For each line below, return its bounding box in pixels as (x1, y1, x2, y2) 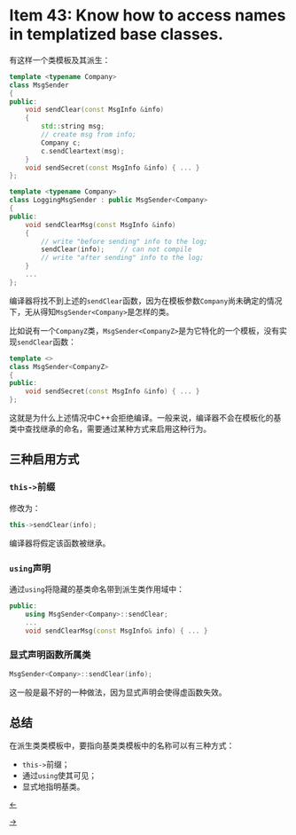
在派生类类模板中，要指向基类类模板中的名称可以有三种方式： (9, 740, 235, 751)
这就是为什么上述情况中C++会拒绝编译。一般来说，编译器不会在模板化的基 (9, 413, 282, 423)
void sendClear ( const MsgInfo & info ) (25, 106, 165, 114)
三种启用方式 (9, 452, 80, 467)
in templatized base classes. (9, 24, 224, 44)
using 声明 (9, 562, 51, 574)
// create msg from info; (41, 130, 137, 139)
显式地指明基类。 (21, 782, 85, 792)
